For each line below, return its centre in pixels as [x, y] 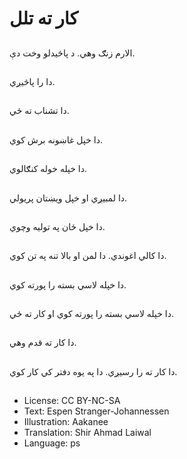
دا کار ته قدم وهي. [43, 343]
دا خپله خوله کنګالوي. [48, 169]
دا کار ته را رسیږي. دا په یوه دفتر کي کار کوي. [93, 371]
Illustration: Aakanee [66, 422]
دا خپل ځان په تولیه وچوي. [57, 226]
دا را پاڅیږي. [32, 81]
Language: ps [52, 443]
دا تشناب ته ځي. [39, 111]
